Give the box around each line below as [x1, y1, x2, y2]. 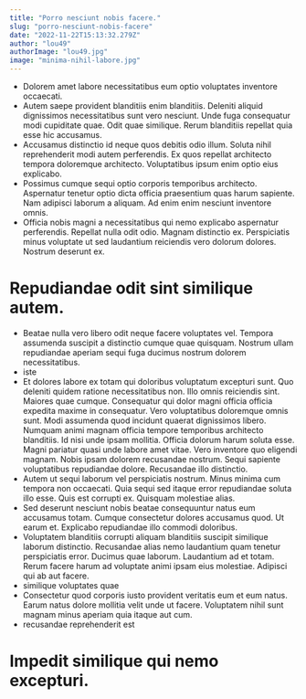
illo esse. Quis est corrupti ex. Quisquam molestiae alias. [22, 492, 236, 503]
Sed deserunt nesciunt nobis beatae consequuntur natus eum [22, 502, 256, 513]
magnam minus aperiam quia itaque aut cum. [22, 609, 193, 620]
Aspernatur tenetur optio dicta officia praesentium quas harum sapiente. [22, 188, 295, 198]
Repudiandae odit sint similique [9, 278, 254, 299]
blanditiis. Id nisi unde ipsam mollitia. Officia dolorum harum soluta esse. [22, 434, 295, 445]
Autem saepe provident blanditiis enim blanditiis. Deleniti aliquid [22, 101, 263, 111]
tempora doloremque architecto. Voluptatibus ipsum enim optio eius [22, 159, 279, 169]
